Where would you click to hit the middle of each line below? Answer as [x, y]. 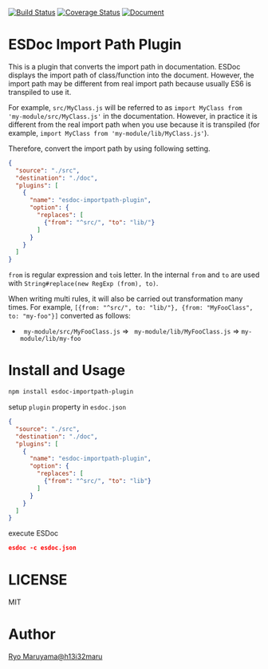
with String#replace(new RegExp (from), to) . [83, 283]
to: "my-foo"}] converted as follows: [70, 316]
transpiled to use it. [40, 92]
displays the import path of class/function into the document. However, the [131, 75]
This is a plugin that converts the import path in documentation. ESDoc [124, 66]
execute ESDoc [33, 533]
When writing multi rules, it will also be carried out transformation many [126, 299]
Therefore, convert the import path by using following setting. [109, 148]
